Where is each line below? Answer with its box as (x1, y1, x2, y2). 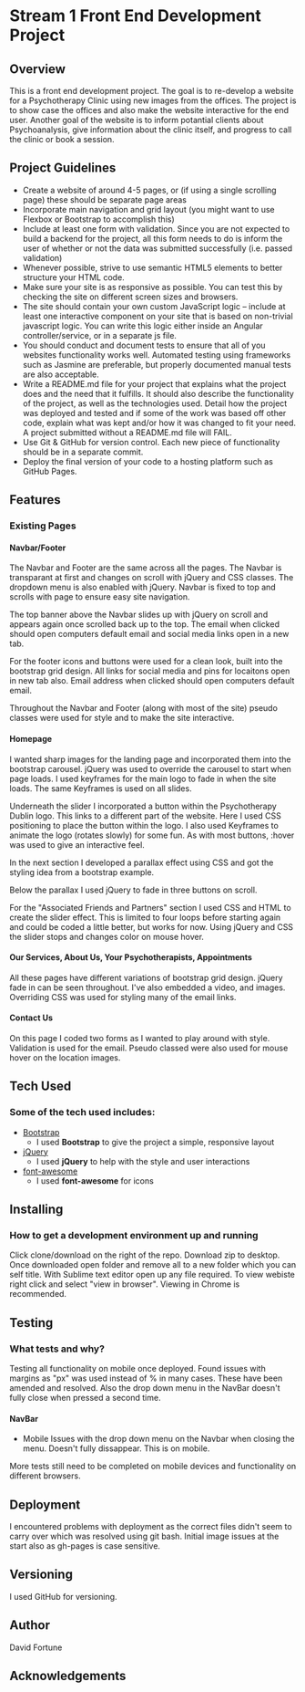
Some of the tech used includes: (9, 1106, 156, 1119)
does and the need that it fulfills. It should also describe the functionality (22, 388, 294, 399)
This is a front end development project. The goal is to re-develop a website (9, 86, 294, 96)
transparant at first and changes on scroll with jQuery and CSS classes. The (9, 572, 294, 583)
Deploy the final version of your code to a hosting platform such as (22, 455, 273, 466)
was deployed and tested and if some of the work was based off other (22, 407, 287, 418)
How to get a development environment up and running (9, 1228, 259, 1241)
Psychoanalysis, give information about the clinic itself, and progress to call (9, 124, 292, 135)
